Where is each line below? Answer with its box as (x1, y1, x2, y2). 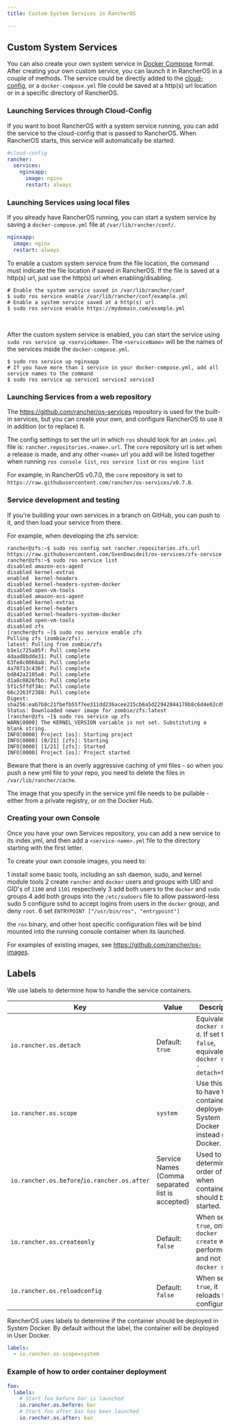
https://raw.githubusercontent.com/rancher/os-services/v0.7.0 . (7, 478, 193, 486)
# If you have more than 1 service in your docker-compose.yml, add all (7, 364, 219, 371)
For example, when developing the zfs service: (7, 532, 139, 540)
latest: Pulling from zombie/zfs (7, 641, 103, 648)
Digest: (7, 695, 29, 702)
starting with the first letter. (7, 843, 84, 852)
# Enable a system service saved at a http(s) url (7, 299, 155, 306)
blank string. (7, 725, 48, 732)
